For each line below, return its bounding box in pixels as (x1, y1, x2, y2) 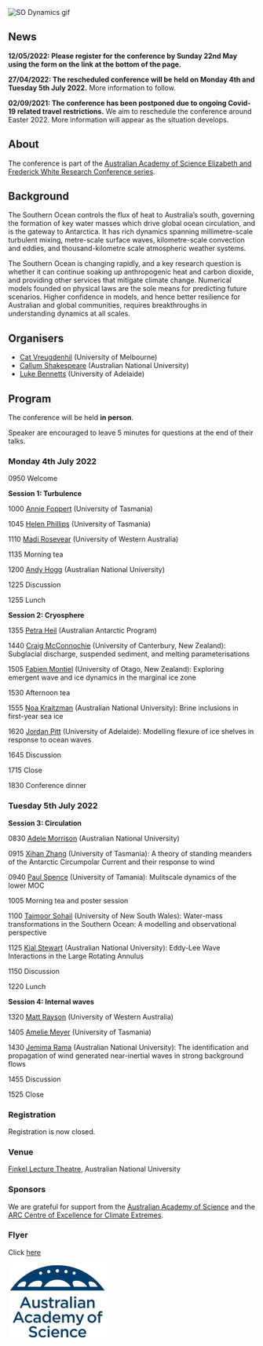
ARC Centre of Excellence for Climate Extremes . (8, 1210, 163, 1220)
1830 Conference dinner (8, 781, 87, 790)
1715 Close (8, 765, 43, 775)
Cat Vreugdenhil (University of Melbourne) (19, 352, 158, 362)
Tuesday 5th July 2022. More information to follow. (8, 82, 177, 93)
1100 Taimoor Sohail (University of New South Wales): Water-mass (8, 910, 223, 921)
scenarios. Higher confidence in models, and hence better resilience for (8, 292, 241, 301)
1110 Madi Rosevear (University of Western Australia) (8, 534, 179, 544)
